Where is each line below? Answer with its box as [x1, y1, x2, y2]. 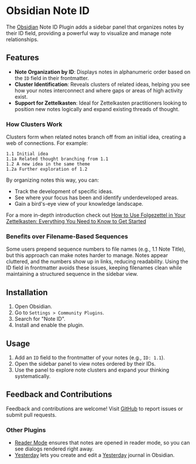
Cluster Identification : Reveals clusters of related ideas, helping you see [14, 81, 190, 88]
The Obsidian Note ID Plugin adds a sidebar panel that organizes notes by [6, 23, 184, 30]
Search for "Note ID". [14, 316, 66, 323]
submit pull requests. [6, 411, 57, 418]
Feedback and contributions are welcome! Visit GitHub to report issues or [6, 405, 183, 412]
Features [6, 53, 39, 63]
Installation [6, 288, 48, 297]
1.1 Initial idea [6, 151, 49, 157]
